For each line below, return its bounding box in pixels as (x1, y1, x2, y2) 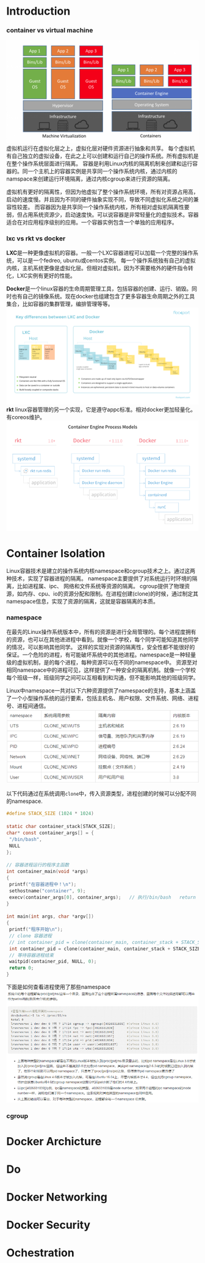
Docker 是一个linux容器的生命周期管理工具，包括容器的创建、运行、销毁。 (6, 285, 192, 292)
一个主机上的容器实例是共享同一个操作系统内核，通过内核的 (27, 168, 178, 175)
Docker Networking (6, 1190, 108, 1204)
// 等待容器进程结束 (9, 952, 54, 959)
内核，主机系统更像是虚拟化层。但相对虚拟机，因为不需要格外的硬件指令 (6, 264, 188, 272)
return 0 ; (9, 965, 34, 971)
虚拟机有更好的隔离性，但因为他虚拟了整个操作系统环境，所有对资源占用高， (6, 188, 199, 196)
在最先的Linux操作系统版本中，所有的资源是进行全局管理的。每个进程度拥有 (6, 628, 196, 635)
